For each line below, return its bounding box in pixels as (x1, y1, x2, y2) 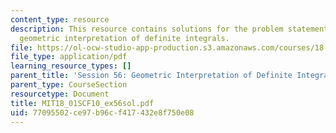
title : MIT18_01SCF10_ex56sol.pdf (10, 98, 155, 108)
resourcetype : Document (10, 89, 110, 99)
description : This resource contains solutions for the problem (10, 24, 284, 34)
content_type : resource (10, 14, 110, 25)
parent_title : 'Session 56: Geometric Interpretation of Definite (10, 71, 293, 81)
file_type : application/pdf (10, 52, 128, 62)
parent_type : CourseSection (10, 80, 128, 90)
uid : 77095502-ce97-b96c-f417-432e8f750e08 (10, 107, 195, 118)
